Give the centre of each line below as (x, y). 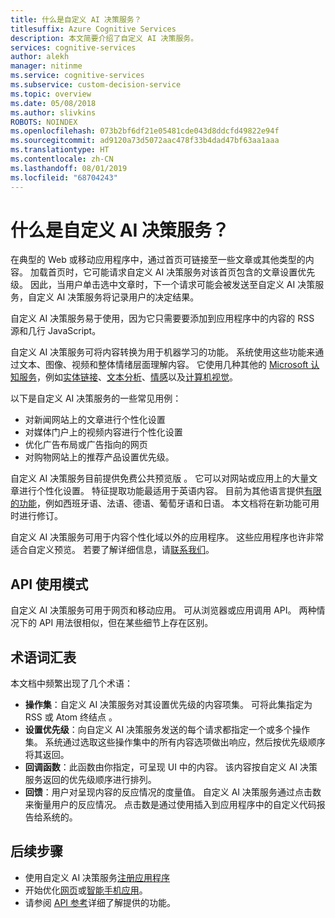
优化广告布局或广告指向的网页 (86, 445)
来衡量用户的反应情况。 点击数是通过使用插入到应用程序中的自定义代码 (170, 805)
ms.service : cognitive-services (77, 76)
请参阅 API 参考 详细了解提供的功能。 (100, 902)
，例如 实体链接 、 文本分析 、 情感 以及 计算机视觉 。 (137, 377)
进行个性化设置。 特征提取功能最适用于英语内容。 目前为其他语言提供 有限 (170, 491)
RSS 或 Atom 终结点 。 (71, 717)
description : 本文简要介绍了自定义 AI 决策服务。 (104, 38)
